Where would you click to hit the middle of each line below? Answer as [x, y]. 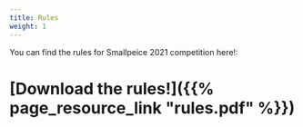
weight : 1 [28, 26]
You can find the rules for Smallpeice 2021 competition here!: [124, 52]
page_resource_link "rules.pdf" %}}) [152, 107]
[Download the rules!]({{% [112, 88]
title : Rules [34, 18]
